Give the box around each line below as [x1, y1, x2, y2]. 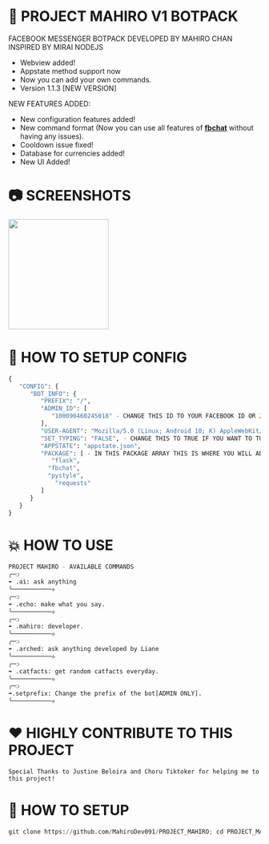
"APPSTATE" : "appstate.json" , [40, 442, 142, 450]
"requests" [54, 479, 91, 487]
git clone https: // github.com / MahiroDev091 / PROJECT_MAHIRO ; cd [8, 827, 224, 836]
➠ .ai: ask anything [8, 578, 78, 586]
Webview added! [19, 58, 76, 67]
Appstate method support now [19, 66, 122, 75]
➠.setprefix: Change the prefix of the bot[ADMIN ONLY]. [8, 689, 203, 698]
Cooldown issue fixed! [19, 139, 94, 149]
